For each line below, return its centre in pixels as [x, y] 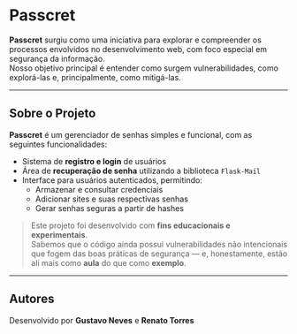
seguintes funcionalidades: [58, 144]
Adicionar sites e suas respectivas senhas [111, 199]
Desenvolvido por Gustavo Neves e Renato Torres [102, 320]
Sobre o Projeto [53, 114]
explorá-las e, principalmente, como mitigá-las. [95, 77]
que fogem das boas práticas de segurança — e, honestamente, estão [159, 254]
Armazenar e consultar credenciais [99, 189]
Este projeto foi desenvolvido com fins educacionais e [131, 225]
